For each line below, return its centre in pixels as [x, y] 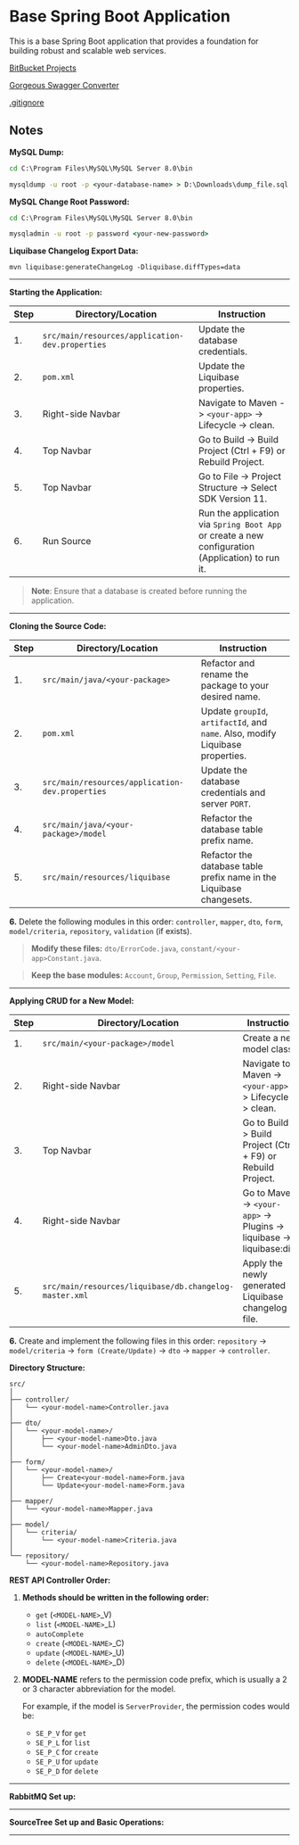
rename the [225, 674]
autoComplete [60, 1634]
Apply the [263, 1263]
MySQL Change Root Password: [69, 202]
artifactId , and [234, 723]
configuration [227, 547]
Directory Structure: [48, 1368]
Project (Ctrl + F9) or [242, 451]
